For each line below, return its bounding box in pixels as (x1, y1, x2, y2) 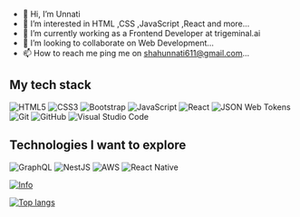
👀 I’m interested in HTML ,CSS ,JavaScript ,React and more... (22, 18, 250, 29)
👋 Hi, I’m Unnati (22, 9, 81, 19)
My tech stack (9, 77, 92, 93)
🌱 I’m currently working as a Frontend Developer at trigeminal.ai (22, 28, 261, 38)
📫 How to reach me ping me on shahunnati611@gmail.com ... (22, 48, 250, 58)
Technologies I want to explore (9, 137, 187, 153)
